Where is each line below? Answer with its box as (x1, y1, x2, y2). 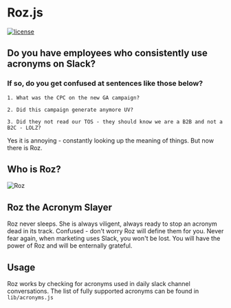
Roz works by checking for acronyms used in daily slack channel (7, 280, 190, 288)
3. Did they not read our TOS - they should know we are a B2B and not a (7, 118, 223, 125)
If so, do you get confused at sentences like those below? (7, 79, 203, 88)
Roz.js (7, 5, 43, 21)
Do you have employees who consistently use (7, 47, 208, 59)
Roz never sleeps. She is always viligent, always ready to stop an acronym (7, 220, 218, 228)
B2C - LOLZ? (7, 124, 41, 131)
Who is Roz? (7, 163, 61, 176)
